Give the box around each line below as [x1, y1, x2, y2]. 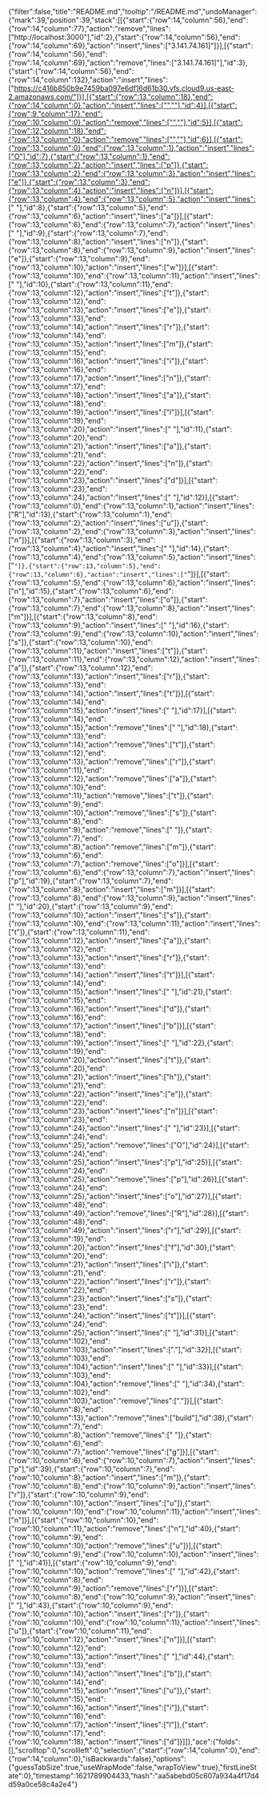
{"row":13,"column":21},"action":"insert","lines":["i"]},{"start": [8, 1259, 210, 1269]
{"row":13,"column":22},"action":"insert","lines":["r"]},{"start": [8, 1277, 211, 1286]
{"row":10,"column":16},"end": [8, 1712, 106, 1721]
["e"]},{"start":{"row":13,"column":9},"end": [8, 254, 150, 263]
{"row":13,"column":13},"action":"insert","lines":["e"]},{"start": [8, 305, 211, 314]
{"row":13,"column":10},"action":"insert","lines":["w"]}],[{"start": [8, 262, 218, 272]
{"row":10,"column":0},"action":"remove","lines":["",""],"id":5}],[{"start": [8, 118, 243, 127]
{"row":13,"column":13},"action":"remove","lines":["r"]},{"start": [8, 757, 216, 766]
